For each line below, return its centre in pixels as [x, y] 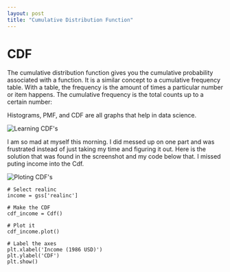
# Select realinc [32, 190]
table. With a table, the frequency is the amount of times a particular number [115, 87]
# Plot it [21, 226]
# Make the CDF [29, 208]
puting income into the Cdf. [46, 164]
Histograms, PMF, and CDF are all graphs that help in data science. [102, 115]
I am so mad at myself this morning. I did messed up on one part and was [111, 142]
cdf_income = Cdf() [35, 214]
